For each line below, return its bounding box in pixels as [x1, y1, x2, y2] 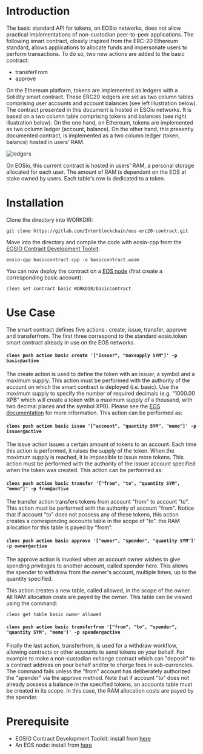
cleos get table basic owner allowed [6, 611, 102, 617]
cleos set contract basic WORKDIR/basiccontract [6, 286, 131, 292]
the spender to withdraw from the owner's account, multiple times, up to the [6, 568, 197, 575]
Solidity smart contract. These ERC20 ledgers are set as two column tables [6, 93, 194, 100]
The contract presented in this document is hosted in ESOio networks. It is [6, 106, 192, 113]
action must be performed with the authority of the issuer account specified [6, 460, 196, 467]
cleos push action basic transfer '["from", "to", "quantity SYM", [6, 480, 181, 487]
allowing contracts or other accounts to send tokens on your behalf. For [6, 648, 185, 656]
